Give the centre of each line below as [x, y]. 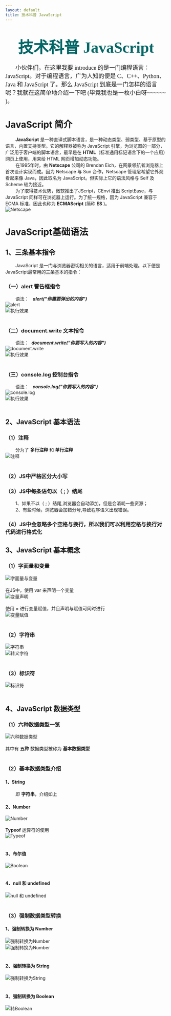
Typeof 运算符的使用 [27, 830]
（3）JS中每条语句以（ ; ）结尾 [44, 491]
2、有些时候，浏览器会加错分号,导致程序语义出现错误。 [73, 510]
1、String [15, 782]
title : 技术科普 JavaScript [34, 15]
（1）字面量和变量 [27, 566]
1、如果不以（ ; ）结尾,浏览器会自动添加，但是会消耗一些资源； [82, 504]
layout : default [23, 10]
